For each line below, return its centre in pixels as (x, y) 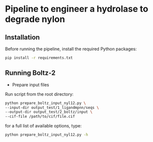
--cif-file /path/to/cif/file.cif (40, 117)
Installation (22, 37)
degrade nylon (35, 19)
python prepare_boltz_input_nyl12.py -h (47, 135)
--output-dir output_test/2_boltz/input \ (49, 112)
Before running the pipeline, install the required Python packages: (71, 49)
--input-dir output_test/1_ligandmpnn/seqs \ (52, 107)
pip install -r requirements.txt (39, 58)
